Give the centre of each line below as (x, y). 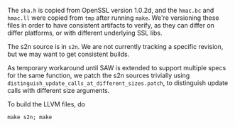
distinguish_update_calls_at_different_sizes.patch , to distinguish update (118, 83)
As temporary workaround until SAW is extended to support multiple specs (117, 68)
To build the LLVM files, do (46, 104)
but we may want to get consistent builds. (69, 54)
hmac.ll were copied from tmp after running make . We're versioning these (113, 18)
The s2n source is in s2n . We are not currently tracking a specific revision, (115, 46)
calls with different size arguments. (59, 90)
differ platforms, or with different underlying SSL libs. (85, 33)
